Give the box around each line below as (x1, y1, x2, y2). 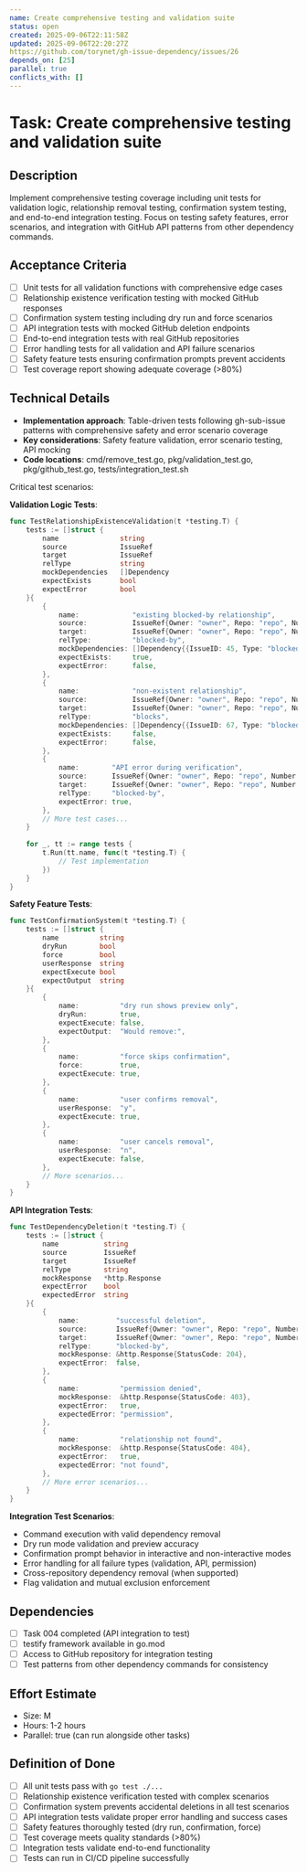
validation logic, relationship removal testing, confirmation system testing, (9, 202, 287, 213)
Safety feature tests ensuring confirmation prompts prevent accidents (22, 353, 286, 364)
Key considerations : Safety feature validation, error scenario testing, (22, 434, 283, 445)
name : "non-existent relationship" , (58, 686, 248, 696)
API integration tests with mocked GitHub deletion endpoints (22, 322, 250, 334)
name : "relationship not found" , (58, 1435, 223, 1444)
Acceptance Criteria (9, 258, 127, 273)
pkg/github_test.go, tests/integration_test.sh (22, 463, 189, 474)
